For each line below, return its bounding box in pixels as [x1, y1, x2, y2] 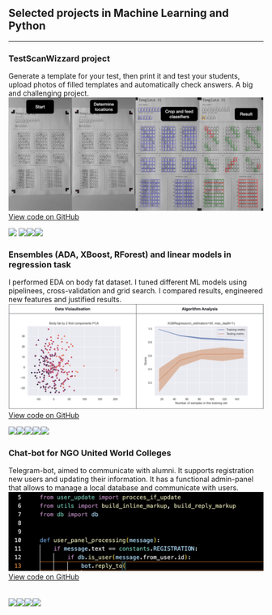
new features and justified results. [8, 295, 122, 305]
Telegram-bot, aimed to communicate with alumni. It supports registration [8, 466, 254, 476]
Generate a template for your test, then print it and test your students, [8, 71, 240, 81]
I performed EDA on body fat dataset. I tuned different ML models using [8, 277, 248, 287]
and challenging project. [8, 88, 89, 98]
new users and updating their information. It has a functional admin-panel [8, 474, 253, 485]
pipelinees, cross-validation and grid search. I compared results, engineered [8, 286, 263, 296]
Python [8, 19, 46, 33]
